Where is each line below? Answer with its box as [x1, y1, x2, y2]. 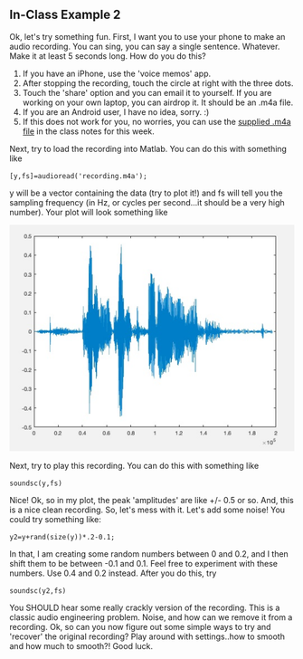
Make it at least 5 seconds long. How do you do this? [9, 50, 206, 62]
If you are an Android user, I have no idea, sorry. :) [22, 106, 210, 117]
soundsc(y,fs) [9, 479, 63, 488]
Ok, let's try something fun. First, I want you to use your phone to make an [9, 31, 286, 42]
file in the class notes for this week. [22, 126, 156, 137]
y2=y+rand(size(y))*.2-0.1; [9, 533, 116, 542]
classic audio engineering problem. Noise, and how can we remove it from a [9, 612, 293, 623]
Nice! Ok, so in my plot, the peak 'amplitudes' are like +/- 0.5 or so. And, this [9, 495, 294, 506]
